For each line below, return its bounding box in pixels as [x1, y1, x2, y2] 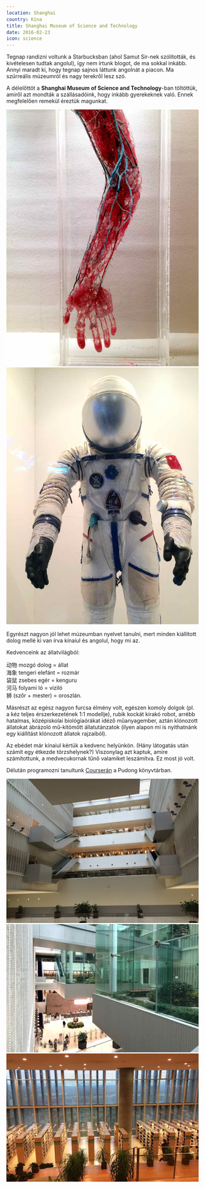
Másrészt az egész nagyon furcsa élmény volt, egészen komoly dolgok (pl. [6, 704, 195, 711]
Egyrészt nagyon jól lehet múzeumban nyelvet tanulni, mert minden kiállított [6, 630, 196, 637]
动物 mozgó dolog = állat [6, 661, 69, 668]
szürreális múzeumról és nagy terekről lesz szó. [6, 73, 126, 80]
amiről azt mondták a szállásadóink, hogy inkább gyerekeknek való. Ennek [6, 91, 193, 98]
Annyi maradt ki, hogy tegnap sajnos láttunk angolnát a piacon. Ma [6, 66, 174, 73]
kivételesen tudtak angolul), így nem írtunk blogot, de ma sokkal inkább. [6, 60, 187, 67]
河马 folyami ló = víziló [6, 684, 63, 691]
